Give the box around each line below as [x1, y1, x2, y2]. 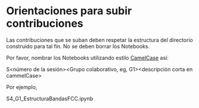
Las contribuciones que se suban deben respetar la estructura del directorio [6, 36, 194, 43]
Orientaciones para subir [6, 4, 132, 18]
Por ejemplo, [6, 83, 38, 90]
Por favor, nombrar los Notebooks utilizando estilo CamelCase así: [6, 54, 169, 61]
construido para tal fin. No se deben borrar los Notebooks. [6, 43, 150, 50]
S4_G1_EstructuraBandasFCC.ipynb [6, 95, 94, 102]
